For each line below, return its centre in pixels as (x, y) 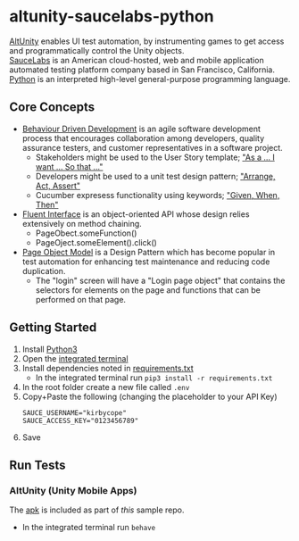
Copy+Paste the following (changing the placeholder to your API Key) (150, 396)
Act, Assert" (58, 186)
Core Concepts (52, 108)
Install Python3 (50, 349)
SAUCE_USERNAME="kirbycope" (74, 412)
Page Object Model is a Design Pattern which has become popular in (149, 252)
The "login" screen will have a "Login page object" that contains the (160, 280)
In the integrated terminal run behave (89, 528)
